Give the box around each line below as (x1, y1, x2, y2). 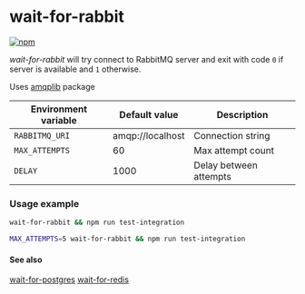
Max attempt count (193, 143, 275, 156)
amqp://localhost (113, 129, 185, 142)
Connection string (193, 129, 271, 142)
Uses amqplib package (9, 81, 95, 92)
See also (9, 254, 43, 265)
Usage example (9, 197, 80, 210)
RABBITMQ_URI (14, 130, 71, 141)
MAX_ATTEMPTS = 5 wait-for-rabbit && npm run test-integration (9, 234, 246, 244)
